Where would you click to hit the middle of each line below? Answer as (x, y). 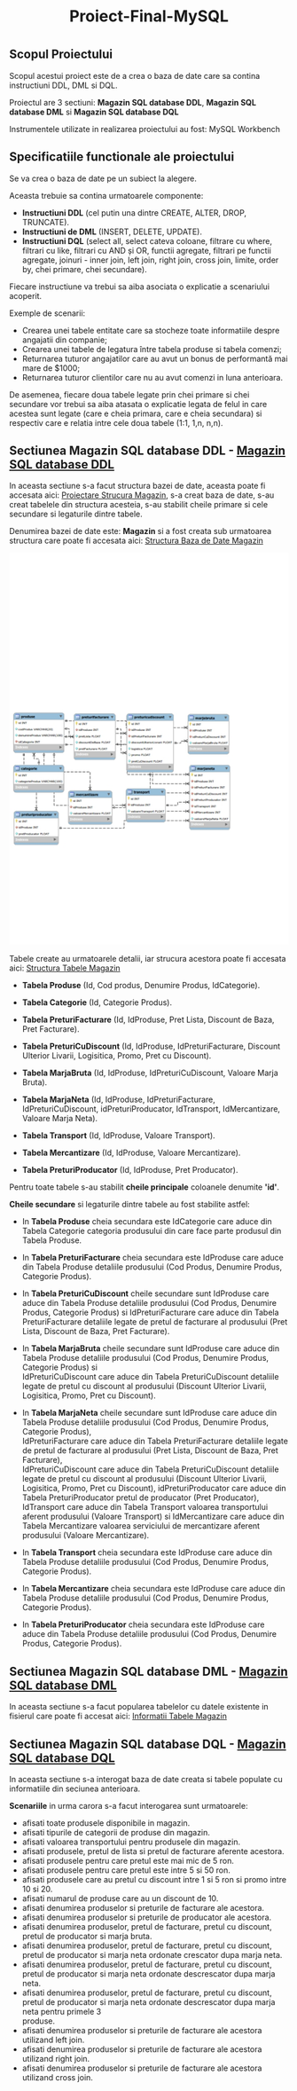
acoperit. (26, 295)
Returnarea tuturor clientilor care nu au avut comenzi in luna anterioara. (152, 377)
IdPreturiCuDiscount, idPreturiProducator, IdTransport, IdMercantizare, (151, 1109)
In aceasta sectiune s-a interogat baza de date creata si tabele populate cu (146, 1779)
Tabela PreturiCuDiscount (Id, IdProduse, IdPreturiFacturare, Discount (151, 1046)
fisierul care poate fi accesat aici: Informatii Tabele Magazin (118, 1716)
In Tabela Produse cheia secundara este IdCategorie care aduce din (147, 1222)
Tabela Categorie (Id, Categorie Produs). (97, 1002)
